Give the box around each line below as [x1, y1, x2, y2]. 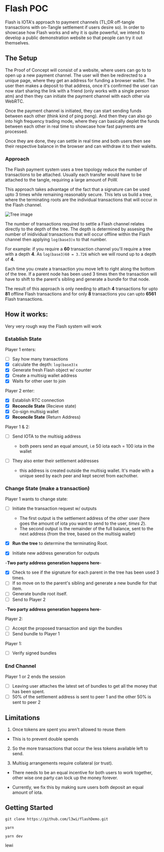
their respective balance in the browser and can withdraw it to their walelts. [5, 143, 157, 149]
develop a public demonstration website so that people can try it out [5, 35, 143, 41]
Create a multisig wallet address [12, 373, 77, 379]
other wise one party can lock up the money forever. [12, 775, 118, 781]
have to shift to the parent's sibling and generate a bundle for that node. [5, 276, 150, 282]
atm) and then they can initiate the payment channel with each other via [5, 93, 150, 99]
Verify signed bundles [12, 650, 57, 656]
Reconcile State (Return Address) [12, 414, 81, 420]
